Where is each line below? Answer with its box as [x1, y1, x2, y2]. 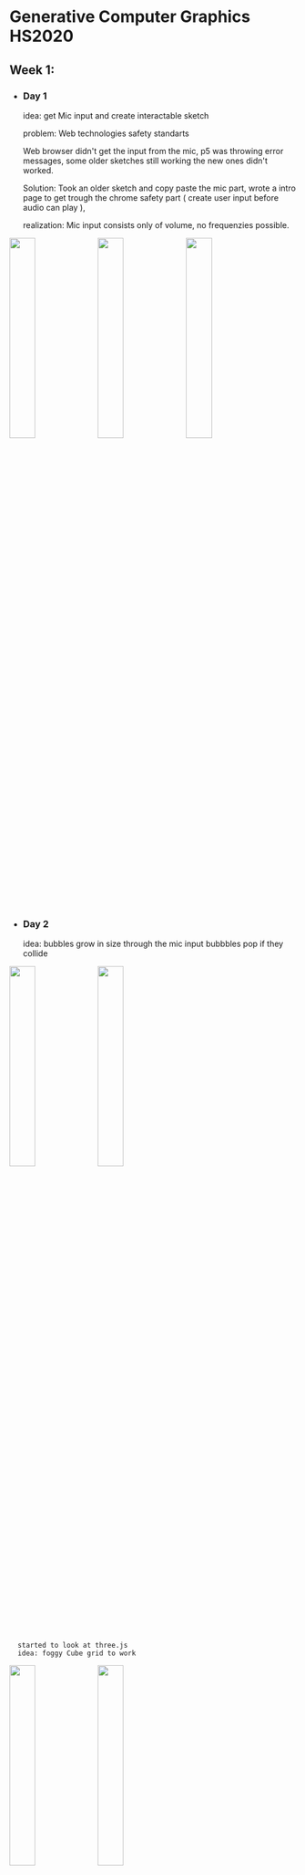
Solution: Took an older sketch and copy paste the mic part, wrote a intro [22, 182, 296, 193]
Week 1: [9, 62, 55, 78]
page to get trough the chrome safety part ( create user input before [22, 192, 280, 203]
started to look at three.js [17, 1641, 128, 1651]
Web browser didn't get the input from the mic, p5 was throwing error [22, 145, 284, 156]
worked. [22, 164, 55, 175]
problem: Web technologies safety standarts [22, 128, 189, 139]
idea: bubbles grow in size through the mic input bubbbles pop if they [22, 938, 284, 950]
